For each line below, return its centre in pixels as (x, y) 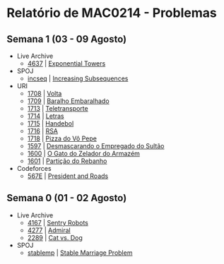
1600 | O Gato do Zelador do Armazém (84, 154)
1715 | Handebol (51, 124)
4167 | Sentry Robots (58, 222)
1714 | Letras (46, 116)
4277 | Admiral (49, 230)
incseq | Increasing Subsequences (78, 78)
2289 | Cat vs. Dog (55, 237)
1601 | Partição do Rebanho (67, 161)
